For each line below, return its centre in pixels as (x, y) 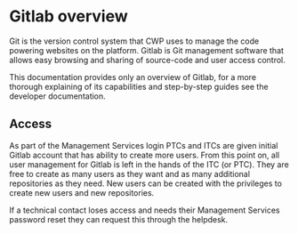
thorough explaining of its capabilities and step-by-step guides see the (139, 86)
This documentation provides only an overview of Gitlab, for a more (133, 77)
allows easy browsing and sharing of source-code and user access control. (148, 60)
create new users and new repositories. (82, 192)
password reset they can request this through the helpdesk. (119, 219)
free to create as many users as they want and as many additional (130, 173)
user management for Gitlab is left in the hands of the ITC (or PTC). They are (149, 164)
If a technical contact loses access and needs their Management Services (145, 210)
